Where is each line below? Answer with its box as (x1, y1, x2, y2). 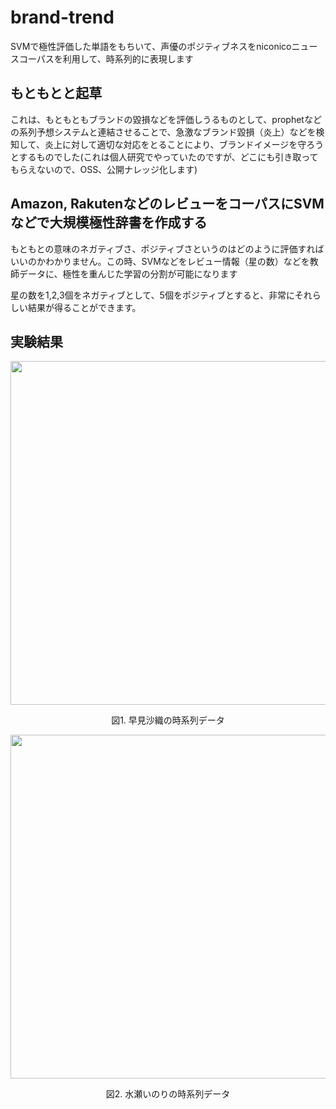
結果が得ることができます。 (27, 301, 142, 313)
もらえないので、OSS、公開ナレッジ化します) (10, 163, 198, 175)
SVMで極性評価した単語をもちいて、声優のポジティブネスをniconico (10, 40, 292, 52)
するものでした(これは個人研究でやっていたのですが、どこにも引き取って (18, 151, 319, 163)
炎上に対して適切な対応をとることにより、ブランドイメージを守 (44, 138, 307, 150)
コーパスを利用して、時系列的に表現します (18, 52, 194, 65)
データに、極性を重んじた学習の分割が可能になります (18, 267, 238, 280)
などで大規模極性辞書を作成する (10, 214, 208, 231)
